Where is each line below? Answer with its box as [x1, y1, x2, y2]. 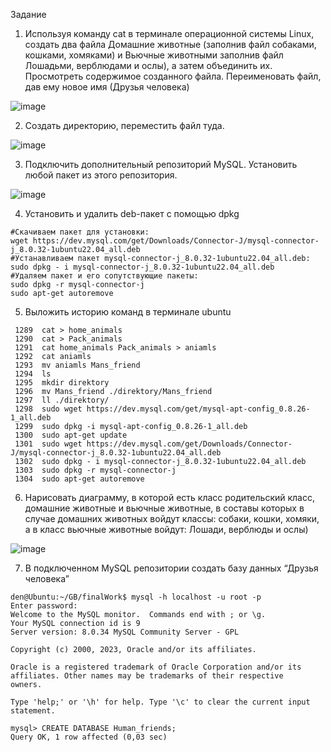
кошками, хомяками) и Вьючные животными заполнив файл [24, 49, 284, 61]
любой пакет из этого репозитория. [24, 169, 178, 181]
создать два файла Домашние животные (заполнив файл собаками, [24, 39, 317, 50]
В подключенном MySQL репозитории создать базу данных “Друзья [24, 562, 319, 574]
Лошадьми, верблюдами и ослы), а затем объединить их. [24, 60, 273, 71]
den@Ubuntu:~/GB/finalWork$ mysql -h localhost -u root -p [10, 592, 262, 602]
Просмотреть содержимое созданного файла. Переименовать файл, [24, 70, 322, 82]
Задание [10, 9, 47, 20]
